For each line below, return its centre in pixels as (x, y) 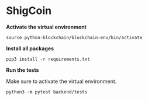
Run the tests (23, 70)
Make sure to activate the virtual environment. (61, 81)
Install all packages (30, 48)
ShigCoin (29, 11)
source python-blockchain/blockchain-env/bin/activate (74, 37)
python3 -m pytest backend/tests (47, 92)
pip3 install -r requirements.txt (48, 59)
